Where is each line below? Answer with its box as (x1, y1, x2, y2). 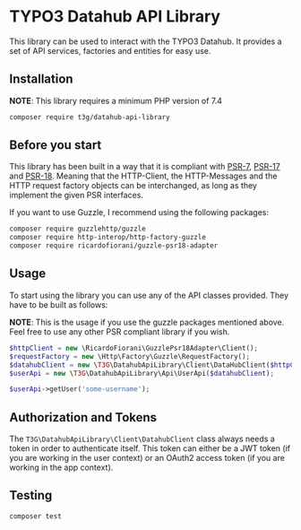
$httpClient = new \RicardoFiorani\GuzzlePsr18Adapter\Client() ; (9, 343, 258, 352)
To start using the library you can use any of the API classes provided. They (9, 290, 289, 300)
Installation (9, 72, 73, 87)
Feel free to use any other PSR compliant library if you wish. (9, 326, 230, 337)
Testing (9, 488, 53, 503)
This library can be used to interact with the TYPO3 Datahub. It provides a (9, 36, 282, 47)
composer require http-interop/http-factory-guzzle (9, 233, 206, 242)
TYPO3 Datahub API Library (9, 6, 221, 27)
